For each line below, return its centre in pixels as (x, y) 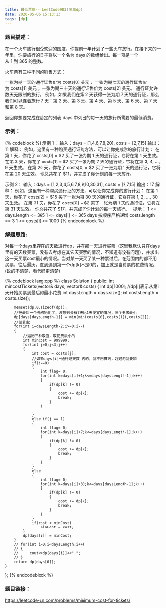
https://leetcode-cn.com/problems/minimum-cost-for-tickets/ (68, 600)
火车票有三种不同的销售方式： (35, 72)
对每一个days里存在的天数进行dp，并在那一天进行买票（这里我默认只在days (83, 246)
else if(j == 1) (48, 419)
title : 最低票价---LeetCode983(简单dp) (44, 10)
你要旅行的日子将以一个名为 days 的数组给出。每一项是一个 (78, 55)
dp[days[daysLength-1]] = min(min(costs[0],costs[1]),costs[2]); (83, 317)
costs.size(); (18, 298)
